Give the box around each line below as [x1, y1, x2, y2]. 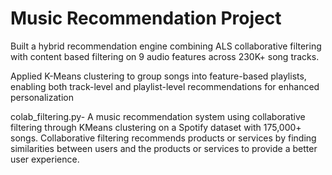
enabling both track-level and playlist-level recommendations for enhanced [10, 80, 320, 92]
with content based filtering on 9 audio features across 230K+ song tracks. [10, 50, 320, 62]
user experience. [10, 153, 80, 165]
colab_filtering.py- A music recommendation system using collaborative [10, 110, 306, 122]
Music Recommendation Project [10, 7, 282, 30]
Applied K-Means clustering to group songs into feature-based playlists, [10, 70, 307, 82]
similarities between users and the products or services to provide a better [10, 142, 318, 154]
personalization [10, 91, 74, 103]
